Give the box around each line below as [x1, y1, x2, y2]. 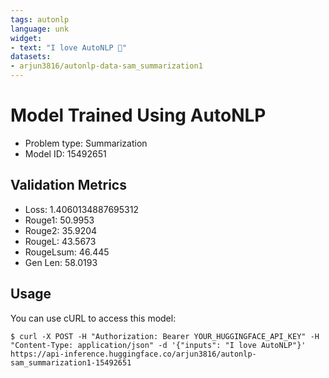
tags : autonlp [10, 14, 70, 25]
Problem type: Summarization [24, 137, 148, 149]
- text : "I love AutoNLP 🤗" [10, 42, 128, 53]
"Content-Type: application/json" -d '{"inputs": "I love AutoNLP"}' [10, 340, 307, 350]
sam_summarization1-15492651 [10, 357, 132, 368]
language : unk [10, 24, 70, 34]
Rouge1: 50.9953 [24, 214, 95, 226]
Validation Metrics [10, 177, 127, 194]
